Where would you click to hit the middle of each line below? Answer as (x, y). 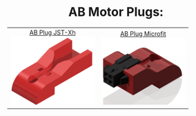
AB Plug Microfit (143, 33)
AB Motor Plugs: (116, 12)
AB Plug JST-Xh (52, 32)
